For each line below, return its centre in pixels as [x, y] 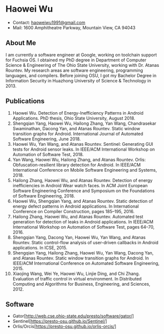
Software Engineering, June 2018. [47, 139]
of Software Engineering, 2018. [44, 196]
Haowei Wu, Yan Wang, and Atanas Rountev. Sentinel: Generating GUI [83, 144]
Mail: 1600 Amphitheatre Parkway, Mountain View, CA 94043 [74, 27]
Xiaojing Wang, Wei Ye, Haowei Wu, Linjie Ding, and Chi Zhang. [76, 274]
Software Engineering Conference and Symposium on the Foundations [84, 191]
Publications [25, 101]
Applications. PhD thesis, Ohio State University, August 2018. [74, 118]
